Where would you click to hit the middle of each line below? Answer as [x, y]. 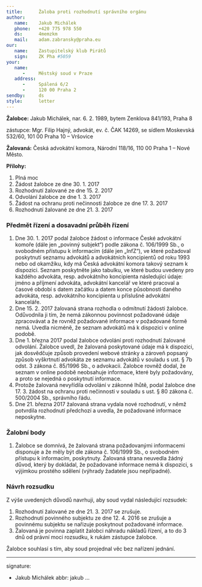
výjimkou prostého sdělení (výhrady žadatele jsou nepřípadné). [93, 471]
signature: [19, 566]
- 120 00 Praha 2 [49, 90]
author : [16, 17]
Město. [15, 154]
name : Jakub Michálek [45, 23]
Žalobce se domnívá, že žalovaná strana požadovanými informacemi [100, 446]
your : [13, 62]
